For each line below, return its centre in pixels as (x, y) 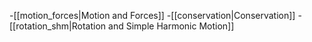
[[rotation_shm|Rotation (58, 26)
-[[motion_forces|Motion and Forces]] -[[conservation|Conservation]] (152, 15)
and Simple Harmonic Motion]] (171, 26)
